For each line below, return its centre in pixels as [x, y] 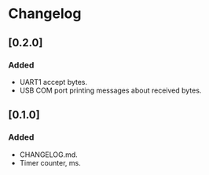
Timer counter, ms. [50, 162]
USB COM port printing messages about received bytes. [110, 90]
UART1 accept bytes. [53, 82]
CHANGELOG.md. [49, 155]
